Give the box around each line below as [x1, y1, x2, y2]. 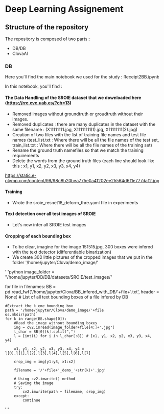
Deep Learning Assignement [5, 3, 124, 15]
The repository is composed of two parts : [5, 36, 90, 42]
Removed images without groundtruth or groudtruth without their [12, 111, 143, 117]
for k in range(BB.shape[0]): [5, 317, 67, 321]
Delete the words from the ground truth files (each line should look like [12, 158, 155, 164]
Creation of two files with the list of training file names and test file [12, 131, 146, 138]
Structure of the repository [5, 23, 89, 31]
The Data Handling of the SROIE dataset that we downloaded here [5, 95, 141, 100]
